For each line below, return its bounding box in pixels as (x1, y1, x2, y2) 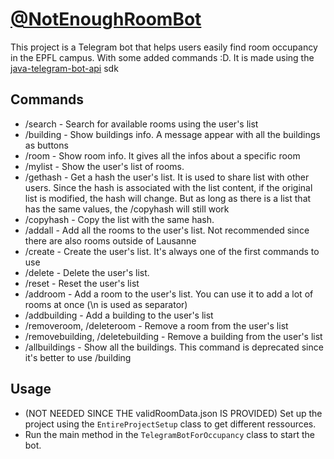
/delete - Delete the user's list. (24, 266, 150, 278)
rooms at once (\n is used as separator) (24, 298, 188, 310)
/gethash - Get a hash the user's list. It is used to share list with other (24, 171, 310, 183)
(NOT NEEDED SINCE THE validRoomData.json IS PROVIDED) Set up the (24, 407, 323, 419)
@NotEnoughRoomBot (10, 8, 202, 31)
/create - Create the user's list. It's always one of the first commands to (24, 245, 320, 257)
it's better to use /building (24, 351, 132, 363)
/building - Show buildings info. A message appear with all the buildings (24, 128, 321, 140)
